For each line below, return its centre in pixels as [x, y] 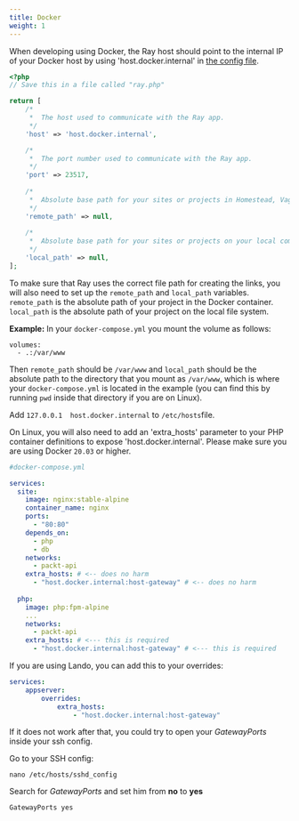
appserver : [45, 690]
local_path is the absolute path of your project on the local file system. [139, 311]
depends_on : [47, 533]
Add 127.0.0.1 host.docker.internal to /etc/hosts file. [112, 415]
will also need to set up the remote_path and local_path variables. [129, 292]
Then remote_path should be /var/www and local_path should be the [133, 369]
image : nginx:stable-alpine [77, 500]
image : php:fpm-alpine [67, 607]
